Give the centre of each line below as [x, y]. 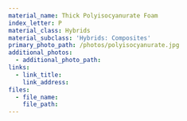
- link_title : [39, 75]
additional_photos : [41, 53]
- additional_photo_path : [58, 60]
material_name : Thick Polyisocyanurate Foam [83, 16]
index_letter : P [35, 23]
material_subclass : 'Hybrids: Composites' [80, 38]
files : [19, 90]
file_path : [41, 104]
